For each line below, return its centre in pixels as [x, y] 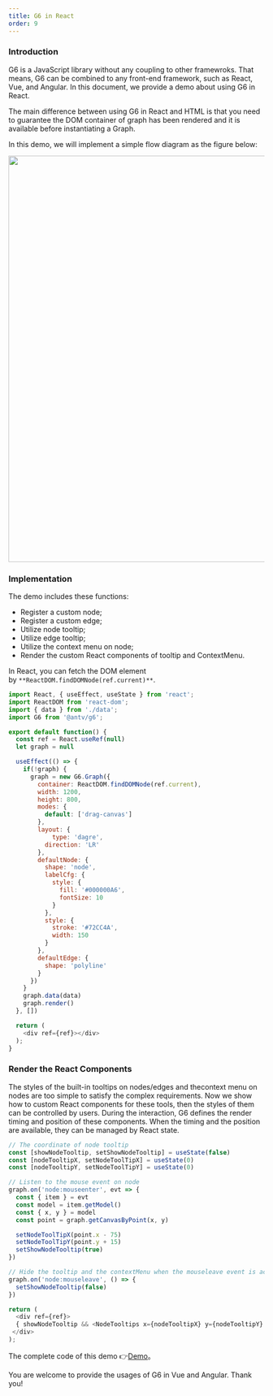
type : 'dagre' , [78, 837]
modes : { [52, 807]
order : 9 [23, 24]
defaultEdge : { [63, 958]
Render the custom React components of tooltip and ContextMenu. [132, 656]
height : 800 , [60, 800]
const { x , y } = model [56, 1212]
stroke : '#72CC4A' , [84, 928]
